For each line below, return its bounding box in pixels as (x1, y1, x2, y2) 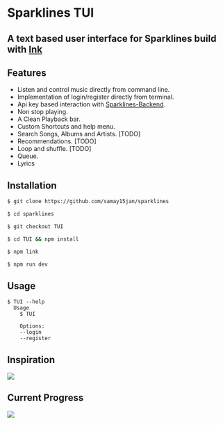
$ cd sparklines (7, 211, 54, 218)
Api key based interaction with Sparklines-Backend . (17, 100, 165, 109)
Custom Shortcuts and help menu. (17, 122, 116, 131)
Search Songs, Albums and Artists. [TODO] (17, 130, 141, 138)
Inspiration (7, 353, 56, 366)
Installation (7, 179, 57, 191)
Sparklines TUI (7, 5, 94, 21)
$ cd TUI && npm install (7, 235, 79, 243)
